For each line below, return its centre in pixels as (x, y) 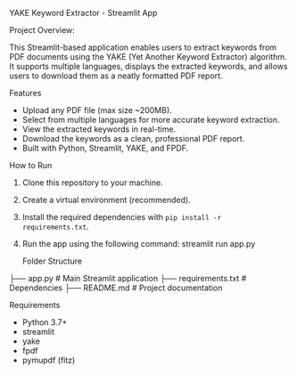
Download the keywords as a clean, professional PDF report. (133, 138)
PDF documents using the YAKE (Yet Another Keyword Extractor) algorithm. (148, 57)
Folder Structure (52, 261)
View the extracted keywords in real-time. (99, 129)
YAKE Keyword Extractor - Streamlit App (83, 13)
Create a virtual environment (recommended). (106, 200)
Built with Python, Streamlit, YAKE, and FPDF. (105, 148)
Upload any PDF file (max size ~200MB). (97, 110)
